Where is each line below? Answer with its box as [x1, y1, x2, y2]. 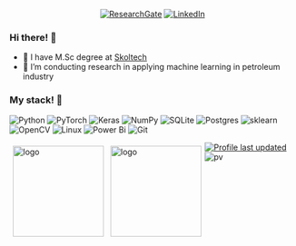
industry [22, 71, 54, 82]
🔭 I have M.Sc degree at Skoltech [22, 52, 148, 63]
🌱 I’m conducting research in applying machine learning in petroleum [22, 62, 281, 73]
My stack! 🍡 [9, 93, 64, 106]
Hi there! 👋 [9, 31, 57, 44]
